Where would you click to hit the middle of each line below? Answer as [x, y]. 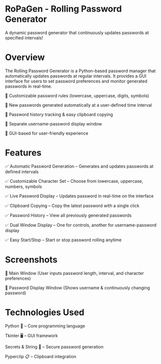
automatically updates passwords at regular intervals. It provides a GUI [76, 76]
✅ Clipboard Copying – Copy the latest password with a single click [72, 206]
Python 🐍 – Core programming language [45, 326]
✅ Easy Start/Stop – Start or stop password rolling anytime [64, 240]
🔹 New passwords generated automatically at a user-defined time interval [79, 105]
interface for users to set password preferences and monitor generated [76, 81]
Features [23, 153]
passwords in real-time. [29, 86]
